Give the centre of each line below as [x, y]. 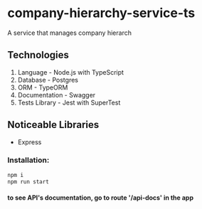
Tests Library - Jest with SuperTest [69, 102]
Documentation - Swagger [57, 95]
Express [30, 142]
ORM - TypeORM [43, 87]
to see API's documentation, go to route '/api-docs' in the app [101, 198]
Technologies [38, 55]
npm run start [28, 182]
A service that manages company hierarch [69, 33]
